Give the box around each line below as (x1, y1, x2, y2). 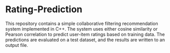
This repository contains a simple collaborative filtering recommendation (5, 20, 158, 26)
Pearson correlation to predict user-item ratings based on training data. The (5, 31, 165, 37)
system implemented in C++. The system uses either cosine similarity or (5, 25, 158, 32)
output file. (5, 42, 28, 48)
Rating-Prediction (5, 4, 83, 15)
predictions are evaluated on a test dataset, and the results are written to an (5, 37, 165, 43)
